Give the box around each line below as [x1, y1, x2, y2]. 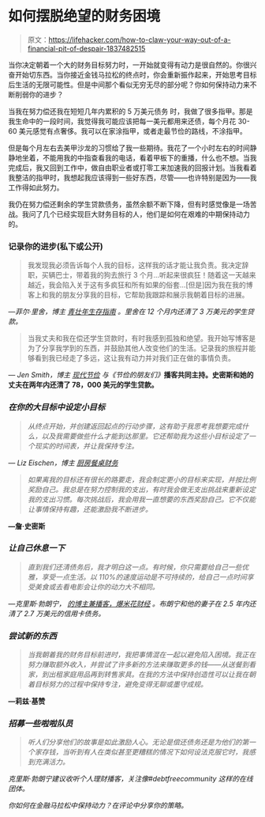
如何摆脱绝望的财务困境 [8, 7, 161, 25]
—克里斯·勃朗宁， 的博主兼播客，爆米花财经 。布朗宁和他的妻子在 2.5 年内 [8, 599, 250, 608]
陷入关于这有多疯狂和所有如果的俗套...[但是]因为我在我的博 [62, 280, 254, 289]
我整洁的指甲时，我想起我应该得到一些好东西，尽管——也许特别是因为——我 [8, 172, 257, 182]
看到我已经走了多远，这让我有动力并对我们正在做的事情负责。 [34, 354, 235, 363]
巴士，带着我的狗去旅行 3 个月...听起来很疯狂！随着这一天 [54, 270, 243, 280]
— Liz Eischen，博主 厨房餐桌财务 [8, 458, 118, 467]
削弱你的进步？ [14, 89, 64, 99]
